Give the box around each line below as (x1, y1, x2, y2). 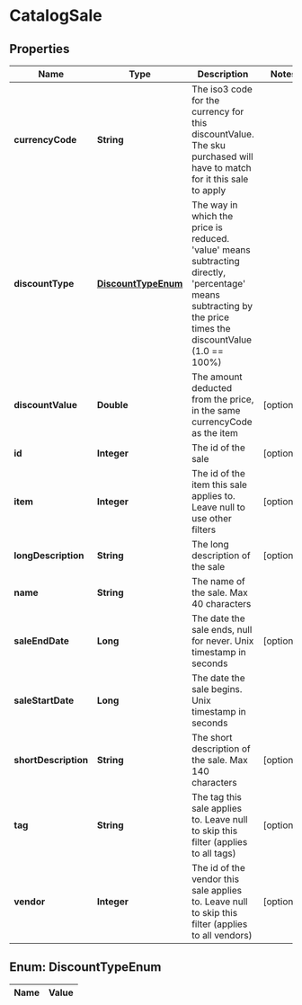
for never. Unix (191, 635, 254, 647)
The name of (191, 575, 245, 587)
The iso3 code (191, 83, 253, 95)
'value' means (191, 244, 252, 256)
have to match (191, 162, 252, 173)
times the (191, 323, 231, 334)
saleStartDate (13, 694, 75, 707)
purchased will (191, 150, 253, 163)
